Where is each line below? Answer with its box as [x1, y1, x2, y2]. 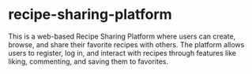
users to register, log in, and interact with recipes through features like [8, 48, 237, 57]
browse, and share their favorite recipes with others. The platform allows [8, 39, 245, 49]
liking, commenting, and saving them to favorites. [8, 57, 169, 66]
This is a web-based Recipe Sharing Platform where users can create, [8, 31, 236, 41]
